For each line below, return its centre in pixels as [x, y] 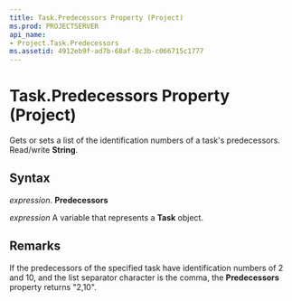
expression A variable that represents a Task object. [106, 217]
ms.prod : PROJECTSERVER [54, 26]
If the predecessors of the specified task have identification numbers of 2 [146, 268]
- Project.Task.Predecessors [64, 43]
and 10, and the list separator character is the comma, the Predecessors [145, 277]
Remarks [35, 246]
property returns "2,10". [53, 287]
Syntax [30, 179]
